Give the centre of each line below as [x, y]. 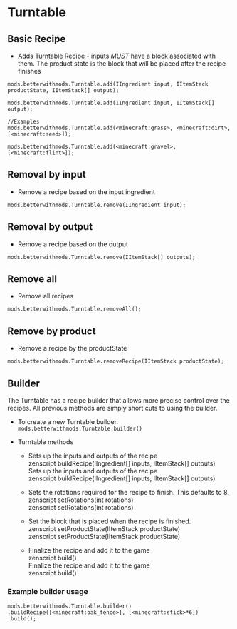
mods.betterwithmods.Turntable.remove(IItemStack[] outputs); [101, 257]
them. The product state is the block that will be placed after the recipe [122, 64]
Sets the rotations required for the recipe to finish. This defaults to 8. [129, 493]
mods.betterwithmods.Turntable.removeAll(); [74, 309]
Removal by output [50, 227]
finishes [29, 71]
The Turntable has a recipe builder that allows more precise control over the [118, 401]
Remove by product [52, 331]
